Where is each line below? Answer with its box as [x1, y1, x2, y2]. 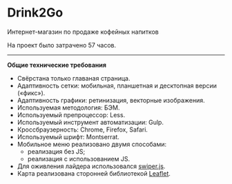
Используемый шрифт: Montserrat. [17, 132, 119, 141]
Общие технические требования [7, 61, 107, 69]
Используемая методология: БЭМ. [17, 103, 120, 112]
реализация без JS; [27, 147, 86, 156]
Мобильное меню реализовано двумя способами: [17, 140, 167, 148]
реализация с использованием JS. [27, 154, 130, 163]
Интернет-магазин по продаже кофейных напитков [7, 28, 159, 36]
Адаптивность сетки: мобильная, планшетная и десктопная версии [17, 81, 217, 90]
